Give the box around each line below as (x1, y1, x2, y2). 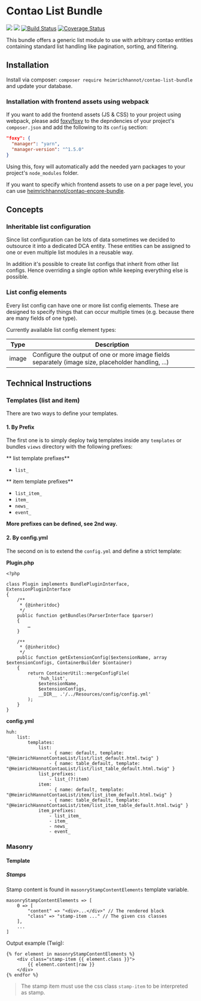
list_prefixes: (38, 771, 77, 777)
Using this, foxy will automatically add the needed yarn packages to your (6, 163, 185, 170)
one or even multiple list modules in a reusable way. (6, 249, 134, 256)
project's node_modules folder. (6, 169, 79, 176)
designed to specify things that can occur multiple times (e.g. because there (6, 308, 194, 315)
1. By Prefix (6, 424, 35, 431)
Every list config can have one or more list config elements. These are (6, 301, 179, 309)
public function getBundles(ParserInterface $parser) (17, 612, 154, 618)
